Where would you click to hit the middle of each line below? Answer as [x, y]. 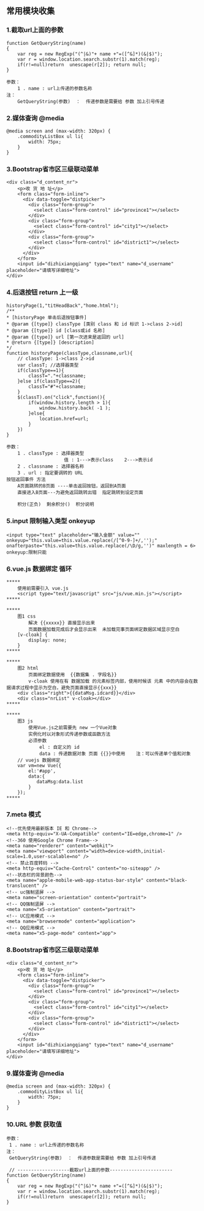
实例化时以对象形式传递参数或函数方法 [70, 734]
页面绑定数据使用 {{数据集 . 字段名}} [73, 675]
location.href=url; [64, 419]
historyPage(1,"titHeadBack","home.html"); [63, 306]
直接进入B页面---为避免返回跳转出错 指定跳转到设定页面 [80, 492]
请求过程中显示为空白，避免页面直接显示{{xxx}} [64, 688]
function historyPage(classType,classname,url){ [70, 353]
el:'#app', [42, 771]
